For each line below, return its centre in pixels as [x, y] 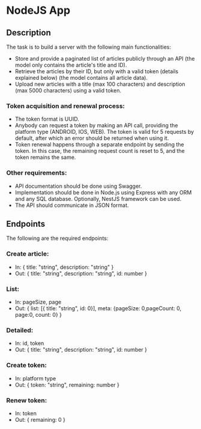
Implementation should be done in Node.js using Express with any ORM [103, 192]
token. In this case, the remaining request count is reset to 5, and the [100, 151]
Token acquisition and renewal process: [65, 106]
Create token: [26, 365]
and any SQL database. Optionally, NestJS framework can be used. [98, 199]
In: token [26, 413]
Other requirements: [37, 173]
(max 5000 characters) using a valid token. [68, 90]
